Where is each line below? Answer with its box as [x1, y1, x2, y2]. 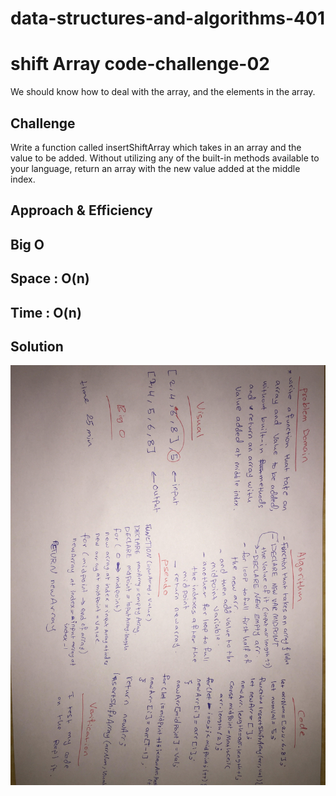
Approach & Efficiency [10, 202, 153, 219]
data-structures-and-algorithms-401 [10, 7, 325, 30]
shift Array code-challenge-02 [10, 53, 270, 76]
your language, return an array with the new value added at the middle [10, 162, 301, 174]
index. [10, 173, 36, 185]
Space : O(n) [10, 270, 90, 287]
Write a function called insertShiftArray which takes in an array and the [10, 141, 302, 153]
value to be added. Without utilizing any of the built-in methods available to [10, 152, 320, 164]
